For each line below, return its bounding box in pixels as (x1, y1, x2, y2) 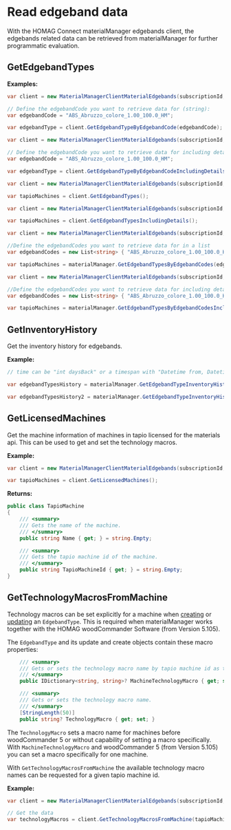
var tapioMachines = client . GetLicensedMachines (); (7, 477, 158, 484)
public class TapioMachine (7, 503, 85, 510)
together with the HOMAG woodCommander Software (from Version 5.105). (7, 624, 221, 633)
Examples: (7, 80, 38, 88)
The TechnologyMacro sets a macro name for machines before (7, 728, 181, 736)
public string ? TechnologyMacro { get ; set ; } (19, 716, 155, 723)
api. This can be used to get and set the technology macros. (7, 438, 177, 446)
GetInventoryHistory (7, 324, 98, 336)
